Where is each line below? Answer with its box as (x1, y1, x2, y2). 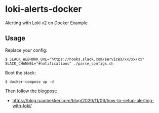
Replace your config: (5, 47, 48, 53)
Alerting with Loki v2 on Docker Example (5, 20, 88, 26)
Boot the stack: (5, 70, 36, 75)
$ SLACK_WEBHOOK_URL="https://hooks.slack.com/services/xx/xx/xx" (5, 57, 145, 62)
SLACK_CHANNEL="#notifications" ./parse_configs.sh (5, 61, 114, 66)
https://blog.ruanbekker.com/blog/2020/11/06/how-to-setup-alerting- (12, 97, 155, 103)
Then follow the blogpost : (5, 88, 58, 94)
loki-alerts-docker (5, 3, 82, 15)
